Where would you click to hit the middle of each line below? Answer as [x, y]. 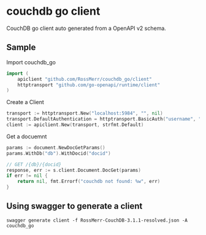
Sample [21, 47]
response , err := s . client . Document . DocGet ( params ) [74, 170]
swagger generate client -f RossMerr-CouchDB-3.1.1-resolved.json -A [97, 220]
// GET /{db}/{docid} [34, 164]
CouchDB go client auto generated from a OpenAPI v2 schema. [86, 28]
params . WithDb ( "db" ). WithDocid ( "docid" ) [59, 153]
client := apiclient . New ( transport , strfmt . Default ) [75, 125]
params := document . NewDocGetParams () [56, 147]
